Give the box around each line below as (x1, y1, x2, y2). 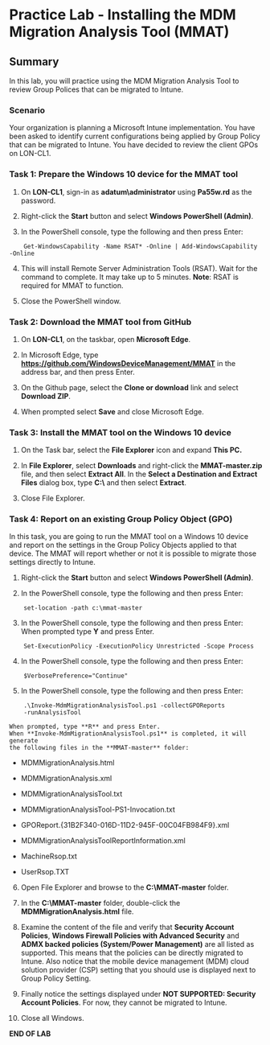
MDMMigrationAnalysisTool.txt (20, 789, 123, 799)
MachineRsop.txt (20, 851, 77, 862)
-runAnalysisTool (23, 709, 82, 717)
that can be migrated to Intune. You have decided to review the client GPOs (9, 140, 259, 150)
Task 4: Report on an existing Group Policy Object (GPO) (9, 513, 233, 525)
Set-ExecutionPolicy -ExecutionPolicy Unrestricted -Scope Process (23, 642, 254, 651)
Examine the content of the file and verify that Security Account (20, 923, 235, 932)
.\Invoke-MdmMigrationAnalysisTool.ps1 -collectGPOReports (23, 701, 226, 710)
